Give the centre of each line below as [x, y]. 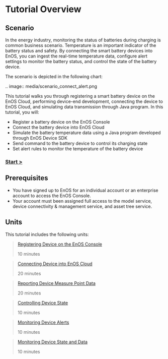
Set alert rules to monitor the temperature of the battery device [78, 149]
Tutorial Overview [43, 9]
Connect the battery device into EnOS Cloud [58, 127]
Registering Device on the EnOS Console [60, 244]
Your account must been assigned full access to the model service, [82, 201]
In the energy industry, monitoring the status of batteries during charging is [83, 40]
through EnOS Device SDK [40, 138]
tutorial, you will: [22, 112]
